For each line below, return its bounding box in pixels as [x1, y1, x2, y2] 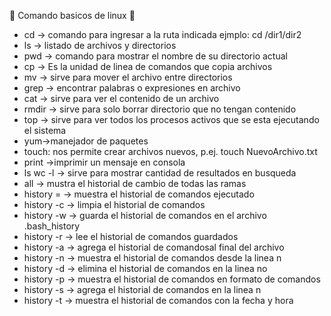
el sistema [23, 125, 67, 136]
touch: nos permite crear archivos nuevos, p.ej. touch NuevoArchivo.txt [23, 146, 318, 157]
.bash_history [23, 220, 81, 232]
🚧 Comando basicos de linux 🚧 [9, 10, 136, 21]
